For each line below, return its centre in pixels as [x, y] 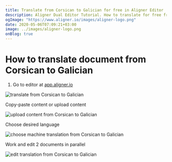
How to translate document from [76, 59]
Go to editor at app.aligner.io [43, 84]
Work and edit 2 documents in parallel [45, 144]
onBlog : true [19, 34]
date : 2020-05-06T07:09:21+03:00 [41, 24]
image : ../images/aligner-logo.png [43, 29]
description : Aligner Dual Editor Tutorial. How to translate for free [83, 15]
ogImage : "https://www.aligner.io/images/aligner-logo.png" [71, 20]
